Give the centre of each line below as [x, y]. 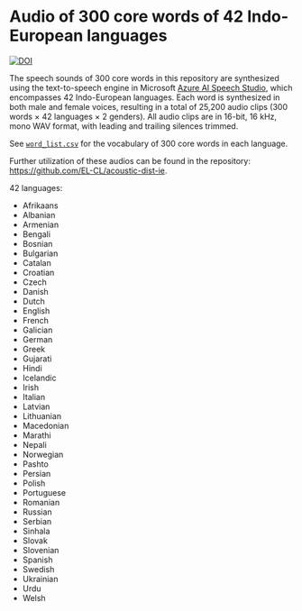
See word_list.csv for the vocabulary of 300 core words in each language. [149, 143]
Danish [36, 291]
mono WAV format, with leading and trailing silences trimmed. [124, 126]
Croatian [38, 272]
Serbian [37, 521]
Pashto [36, 464]
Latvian [36, 406]
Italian [34, 397]
